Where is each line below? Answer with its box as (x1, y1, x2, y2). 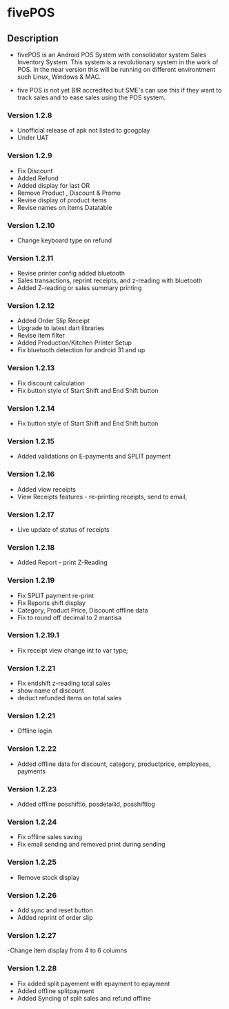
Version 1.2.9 (7, 151, 53, 160)
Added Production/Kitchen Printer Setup (17, 338, 132, 347)
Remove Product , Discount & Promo (17, 189, 121, 197)
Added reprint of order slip (17, 913, 93, 921)
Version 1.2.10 (7, 220, 55, 230)
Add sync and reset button (17, 906, 93, 914)
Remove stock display (17, 873, 80, 881)
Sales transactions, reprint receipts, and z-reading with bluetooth (17, 276, 203, 285)
